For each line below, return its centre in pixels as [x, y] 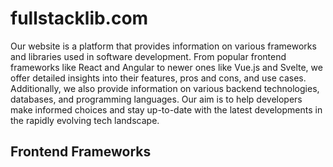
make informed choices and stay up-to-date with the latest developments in [166, 109]
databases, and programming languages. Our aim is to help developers [156, 99]
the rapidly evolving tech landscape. [85, 120]
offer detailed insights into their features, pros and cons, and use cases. [158, 78]
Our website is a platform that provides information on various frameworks [163, 46]
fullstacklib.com [79, 18]
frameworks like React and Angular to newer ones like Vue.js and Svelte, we [166, 67]
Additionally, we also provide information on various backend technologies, [165, 88]
